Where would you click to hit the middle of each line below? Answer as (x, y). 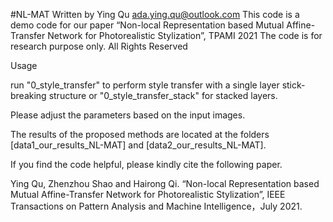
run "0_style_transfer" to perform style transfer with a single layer (145, 85)
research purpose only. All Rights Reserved (99, 46)
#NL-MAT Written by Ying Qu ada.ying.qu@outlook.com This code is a (155, 14)
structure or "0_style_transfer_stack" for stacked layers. (163, 95)
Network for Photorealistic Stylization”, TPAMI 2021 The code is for (185, 35)
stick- (293, 85)
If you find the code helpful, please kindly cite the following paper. (146, 164)
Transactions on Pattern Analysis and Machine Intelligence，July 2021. (156, 206)
